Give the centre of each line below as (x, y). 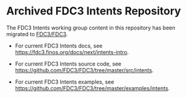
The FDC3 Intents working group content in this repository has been (91, 28)
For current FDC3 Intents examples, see (65, 82)
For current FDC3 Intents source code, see (68, 64)
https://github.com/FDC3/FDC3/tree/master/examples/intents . (92, 88)
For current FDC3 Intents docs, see (59, 46)
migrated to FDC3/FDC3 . (37, 34)
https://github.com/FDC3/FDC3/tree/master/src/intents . (84, 70)
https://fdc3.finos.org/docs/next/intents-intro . (72, 52)
